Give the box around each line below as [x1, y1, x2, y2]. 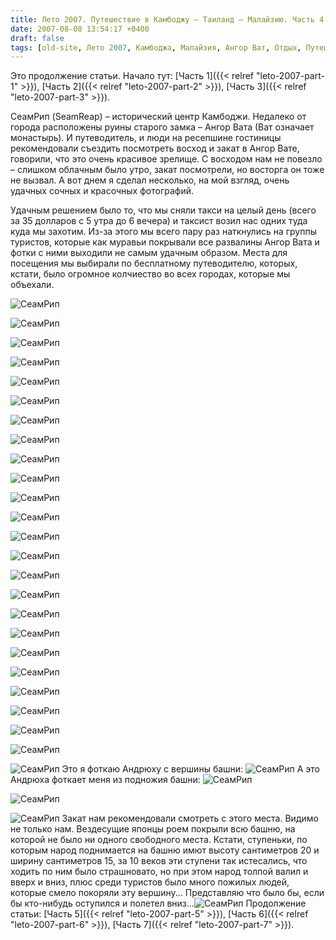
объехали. [10, 279, 55, 291]
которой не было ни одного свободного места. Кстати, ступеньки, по [10, 834, 308, 846]
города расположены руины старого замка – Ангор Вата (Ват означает [10, 121, 315, 133]
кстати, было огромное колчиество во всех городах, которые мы [10, 268, 291, 280]
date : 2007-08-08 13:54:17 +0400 [10, 24, 150, 34]
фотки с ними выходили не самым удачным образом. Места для [10, 247, 288, 259]
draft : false [10, 33, 65, 43]
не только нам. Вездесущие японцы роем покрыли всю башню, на [10, 823, 296, 835]
